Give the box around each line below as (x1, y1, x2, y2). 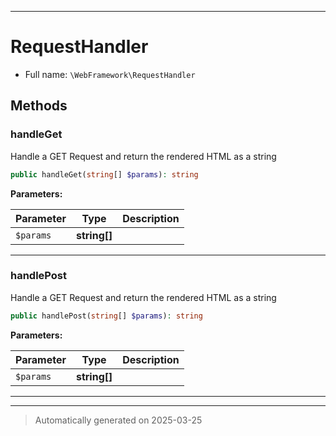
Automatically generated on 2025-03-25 (34, 414, 203, 426)
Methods (10, 97, 68, 115)
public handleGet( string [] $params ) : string (10, 169, 199, 180)
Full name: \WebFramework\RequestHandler (24, 68, 196, 80)
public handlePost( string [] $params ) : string (10, 311, 203, 321)
